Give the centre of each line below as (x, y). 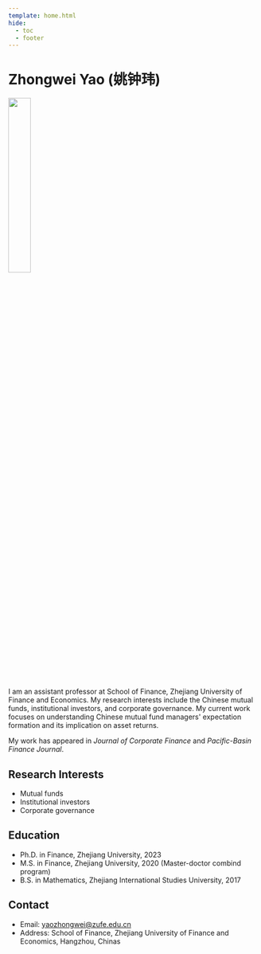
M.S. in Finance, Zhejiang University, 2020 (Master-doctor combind (130, 863)
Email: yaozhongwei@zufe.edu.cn (75, 924)
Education (34, 836)
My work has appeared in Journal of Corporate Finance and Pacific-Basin (130, 741)
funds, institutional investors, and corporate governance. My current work (129, 709)
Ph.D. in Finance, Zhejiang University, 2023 (90, 854)
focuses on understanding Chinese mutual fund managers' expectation (125, 717)
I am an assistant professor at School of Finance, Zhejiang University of (125, 692)
